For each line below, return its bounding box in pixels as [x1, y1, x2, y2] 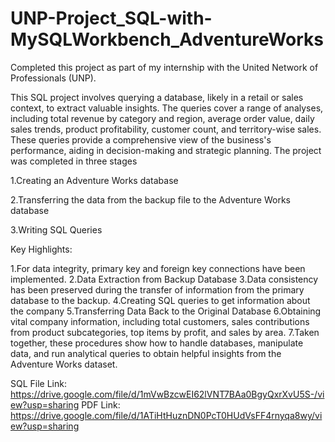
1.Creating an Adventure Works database [10, 174, 179, 186]
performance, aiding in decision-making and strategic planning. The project [10, 144, 322, 156]
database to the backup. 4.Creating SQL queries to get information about [10, 294, 311, 306]
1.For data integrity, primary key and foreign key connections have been [10, 262, 306, 274]
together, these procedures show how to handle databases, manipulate [10, 337, 304, 349]
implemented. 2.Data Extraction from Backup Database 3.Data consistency [10, 273, 319, 285]
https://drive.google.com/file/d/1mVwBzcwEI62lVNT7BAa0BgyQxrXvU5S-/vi [10, 388, 325, 400]
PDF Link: [81, 398, 121, 411]
